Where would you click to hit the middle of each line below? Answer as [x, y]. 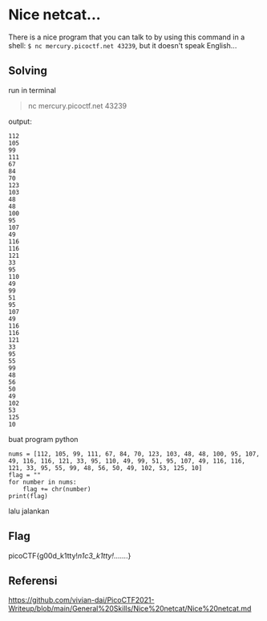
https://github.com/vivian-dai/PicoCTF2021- [81, 600]
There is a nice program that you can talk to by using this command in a [127, 37]
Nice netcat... [55, 15]
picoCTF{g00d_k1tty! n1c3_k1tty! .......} [70, 555]
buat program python [43, 439]
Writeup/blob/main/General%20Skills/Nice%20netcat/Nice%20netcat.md [130, 609]
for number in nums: [43, 482]
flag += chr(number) [57, 489]
